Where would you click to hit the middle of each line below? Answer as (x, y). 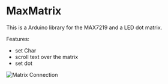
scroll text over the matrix (46, 57)
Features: (18, 39)
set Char (25, 50)
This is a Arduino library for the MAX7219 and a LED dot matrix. (84, 27)
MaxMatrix (34, 11)
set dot (24, 63)
